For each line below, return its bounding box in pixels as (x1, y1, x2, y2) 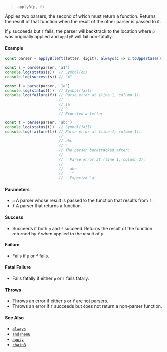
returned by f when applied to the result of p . (12, 231, 105, 236)
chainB (12, 343, 26, 348)
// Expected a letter (58, 111, 103, 116)
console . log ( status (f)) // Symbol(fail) (5, 88, 92, 93)
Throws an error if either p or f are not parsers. (12, 298, 108, 304)
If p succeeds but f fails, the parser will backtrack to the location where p (5, 28, 155, 34)
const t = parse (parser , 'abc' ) (5, 120, 72, 125)
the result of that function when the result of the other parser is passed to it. (5, 19, 161, 24)
